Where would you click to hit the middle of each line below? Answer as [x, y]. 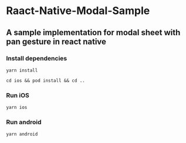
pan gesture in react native [56, 41]
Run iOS [18, 95]
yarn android [22, 134]
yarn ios [17, 108]
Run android [24, 122]
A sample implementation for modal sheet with [93, 33]
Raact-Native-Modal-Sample [78, 11]
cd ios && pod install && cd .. [45, 80]
